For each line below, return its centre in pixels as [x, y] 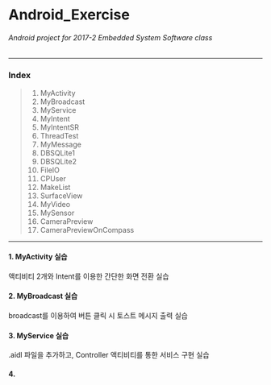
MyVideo [55, 204]
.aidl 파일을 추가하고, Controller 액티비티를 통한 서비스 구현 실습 [109, 355]
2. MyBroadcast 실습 [43, 296]
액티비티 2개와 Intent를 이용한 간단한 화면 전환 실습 [89, 276]
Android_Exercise [69, 15]
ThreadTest [59, 135]
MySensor [57, 213]
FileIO [50, 170]
